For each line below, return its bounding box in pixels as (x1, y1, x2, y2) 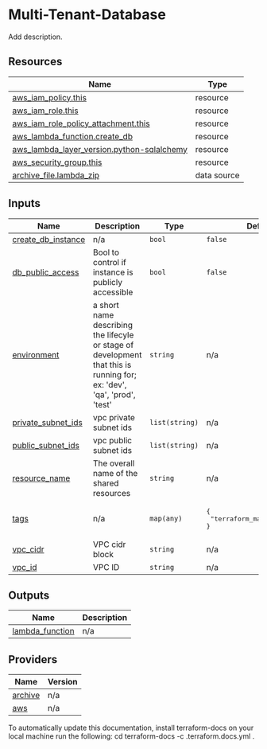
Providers (8, 653, 58, 666)
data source (195, 170, 240, 181)
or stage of (92, 339, 134, 350)
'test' (92, 399, 113, 410)
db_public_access (12, 267, 79, 278)
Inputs (8, 197, 41, 210)
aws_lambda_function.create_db (12, 131, 133, 142)
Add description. (8, 32, 63, 41)
